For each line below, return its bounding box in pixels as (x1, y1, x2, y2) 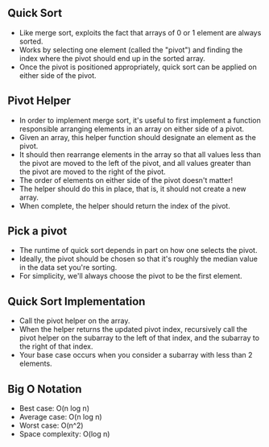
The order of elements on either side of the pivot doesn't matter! (19, 175, 234, 184)
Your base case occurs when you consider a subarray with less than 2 (19, 350, 253, 360)
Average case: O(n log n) (19, 412, 102, 422)
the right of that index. (19, 341, 93, 351)
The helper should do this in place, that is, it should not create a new (19, 184, 246, 193)
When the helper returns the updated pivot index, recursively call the (19, 325, 247, 334)
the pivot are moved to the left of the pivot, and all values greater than (19, 158, 251, 168)
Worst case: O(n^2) (19, 420, 84, 430)
